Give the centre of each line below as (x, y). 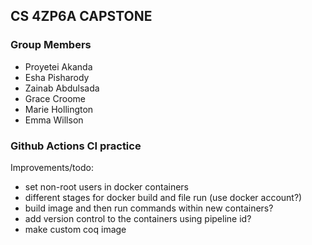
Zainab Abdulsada (62, 88)
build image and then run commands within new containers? (149, 208)
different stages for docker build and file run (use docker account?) (163, 197)
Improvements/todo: (52, 167)
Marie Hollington (59, 109)
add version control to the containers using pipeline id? (138, 218)
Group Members (51, 45)
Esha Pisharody (57, 77)
